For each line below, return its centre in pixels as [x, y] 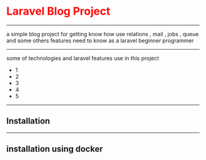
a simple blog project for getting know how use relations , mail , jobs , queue [103, 34]
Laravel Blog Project [58, 11]
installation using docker [55, 149]
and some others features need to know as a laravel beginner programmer [100, 40]
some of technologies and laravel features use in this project [83, 58]
